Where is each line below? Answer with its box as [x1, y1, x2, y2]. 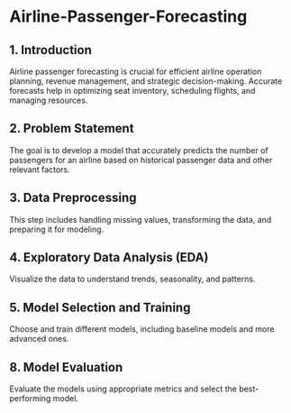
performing [9, 393, 51, 404]
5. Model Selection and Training [9, 299, 191, 315]
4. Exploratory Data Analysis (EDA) [9, 250, 209, 265]
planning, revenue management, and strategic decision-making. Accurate [9, 76, 283, 87]
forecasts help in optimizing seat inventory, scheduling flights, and [9, 86, 256, 96]
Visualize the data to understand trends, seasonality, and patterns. [9, 273, 256, 285]
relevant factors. [9, 164, 70, 175]
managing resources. [9, 95, 88, 106]
